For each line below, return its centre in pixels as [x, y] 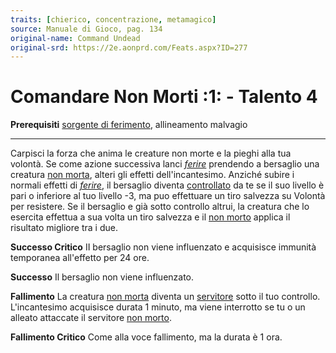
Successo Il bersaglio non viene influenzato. [102, 277]
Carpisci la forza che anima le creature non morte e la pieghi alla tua [151, 153]
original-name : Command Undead [75, 38]
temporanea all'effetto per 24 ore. [80, 258]
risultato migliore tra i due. [64, 228]
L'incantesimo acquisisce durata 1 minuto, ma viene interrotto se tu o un [158, 307]
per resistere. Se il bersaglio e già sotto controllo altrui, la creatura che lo [160, 207]
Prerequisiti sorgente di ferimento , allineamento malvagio [129, 125]
